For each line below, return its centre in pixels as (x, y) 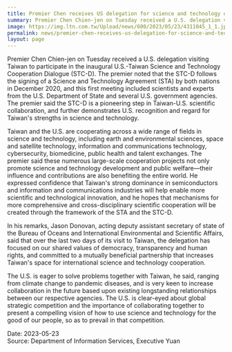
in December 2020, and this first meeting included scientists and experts (111, 89)
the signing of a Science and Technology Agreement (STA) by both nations (114, 81)
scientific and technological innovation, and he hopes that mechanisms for (113, 197)
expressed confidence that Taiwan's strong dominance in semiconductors (113, 183)
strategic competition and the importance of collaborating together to (106, 306)
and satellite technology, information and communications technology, (107, 146)
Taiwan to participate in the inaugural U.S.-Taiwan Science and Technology (114, 67)
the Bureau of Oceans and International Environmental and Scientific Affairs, (116, 234)
